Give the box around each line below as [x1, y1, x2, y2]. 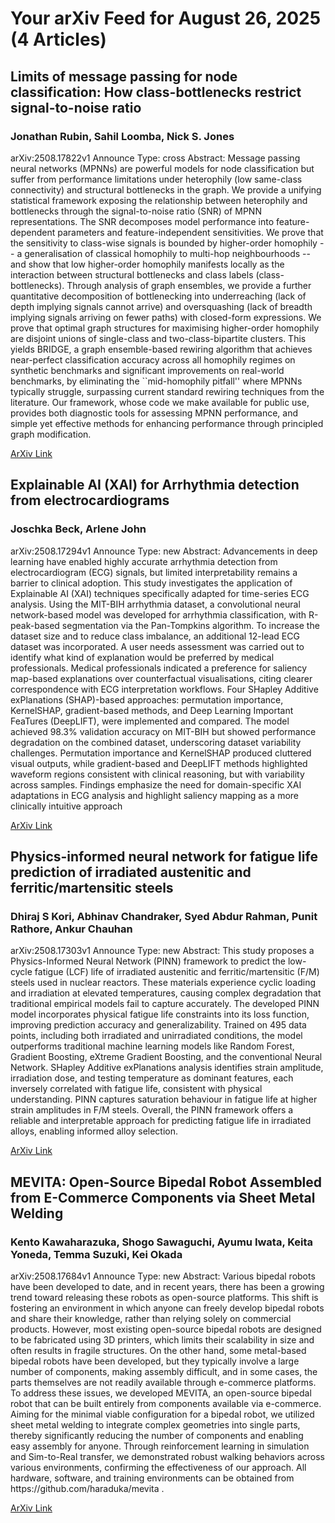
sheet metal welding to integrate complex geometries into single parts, [10, 1418, 301, 1431]
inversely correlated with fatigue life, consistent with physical [10, 1083, 263, 1095]
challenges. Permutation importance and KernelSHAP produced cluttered [10, 747, 312, 759]
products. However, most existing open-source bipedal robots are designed [10, 1323, 322, 1335]
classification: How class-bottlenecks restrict [10, 83, 302, 101]
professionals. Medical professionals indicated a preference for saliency [10, 662, 308, 674]
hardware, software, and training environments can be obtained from [10, 1472, 295, 1484]
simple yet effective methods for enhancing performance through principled [10, 417, 324, 429]
